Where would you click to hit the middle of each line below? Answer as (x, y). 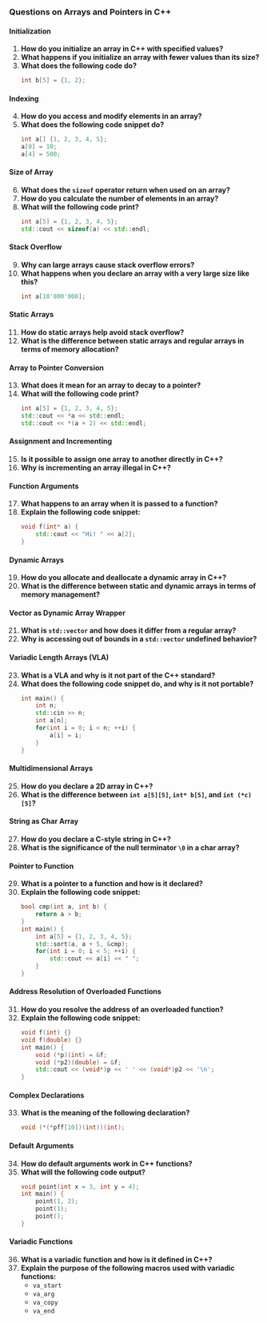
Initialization (30, 31)
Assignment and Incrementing (61, 441)
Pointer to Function (42, 866)
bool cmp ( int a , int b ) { (64, 907)
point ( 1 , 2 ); (57, 1202)
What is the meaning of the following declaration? (105, 1113)
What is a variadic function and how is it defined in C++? (116, 1259)
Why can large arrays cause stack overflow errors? (108, 264)
